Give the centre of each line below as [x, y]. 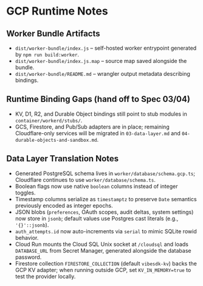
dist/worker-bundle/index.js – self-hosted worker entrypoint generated [106, 48]
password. [28, 257]
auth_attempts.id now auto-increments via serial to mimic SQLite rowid [106, 231]
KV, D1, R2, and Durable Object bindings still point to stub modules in [101, 114]
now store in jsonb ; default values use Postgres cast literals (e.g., [97, 218]
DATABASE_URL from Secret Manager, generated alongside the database [103, 250]
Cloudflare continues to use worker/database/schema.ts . [85, 179]
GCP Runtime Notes [57, 11]
